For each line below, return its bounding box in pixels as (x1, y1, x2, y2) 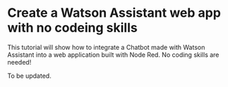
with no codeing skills (7, 20, 138, 36)
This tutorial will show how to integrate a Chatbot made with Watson (7, 43, 205, 51)
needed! (7, 58, 32, 66)
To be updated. (7, 72, 52, 80)
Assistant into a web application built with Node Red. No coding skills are (7, 51, 220, 59)
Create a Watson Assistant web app (7, 5, 221, 21)
